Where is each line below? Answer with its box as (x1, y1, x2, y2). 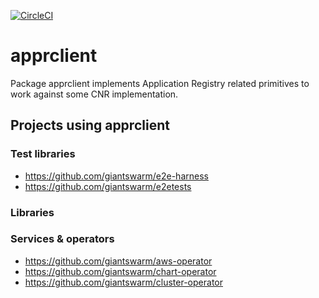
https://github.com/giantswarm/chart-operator (24, 265, 217, 277)
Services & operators (10, 232, 115, 246)
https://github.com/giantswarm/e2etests (24, 180, 192, 192)
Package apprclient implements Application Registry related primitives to (10, 77, 310, 89)
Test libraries (10, 147, 76, 161)
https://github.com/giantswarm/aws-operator (24, 255, 213, 267)
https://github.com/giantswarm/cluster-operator (24, 276, 223, 288)
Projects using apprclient (10, 117, 170, 134)
